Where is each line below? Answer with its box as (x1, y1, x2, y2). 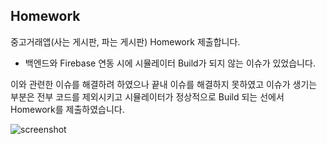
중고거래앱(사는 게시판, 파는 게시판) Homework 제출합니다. (10, 35, 241, 48)
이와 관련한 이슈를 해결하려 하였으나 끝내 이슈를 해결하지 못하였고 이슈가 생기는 (10, 78, 318, 90)
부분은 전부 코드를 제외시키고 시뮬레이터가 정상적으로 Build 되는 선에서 (10, 90, 285, 103)
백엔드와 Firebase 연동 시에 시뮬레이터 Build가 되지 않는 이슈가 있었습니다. (24, 57, 316, 69)
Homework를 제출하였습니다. (10, 103, 125, 115)
